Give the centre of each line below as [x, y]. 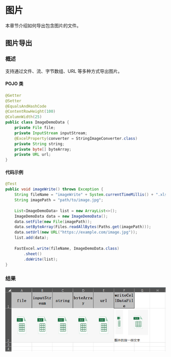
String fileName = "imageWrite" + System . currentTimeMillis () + [84, 195]
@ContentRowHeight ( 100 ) [31, 112]
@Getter [13, 95]
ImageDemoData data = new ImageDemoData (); [61, 216]
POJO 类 [15, 84]
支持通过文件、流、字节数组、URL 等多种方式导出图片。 [64, 71]
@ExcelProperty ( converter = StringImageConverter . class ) [76, 138]
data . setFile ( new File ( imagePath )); [53, 222]
